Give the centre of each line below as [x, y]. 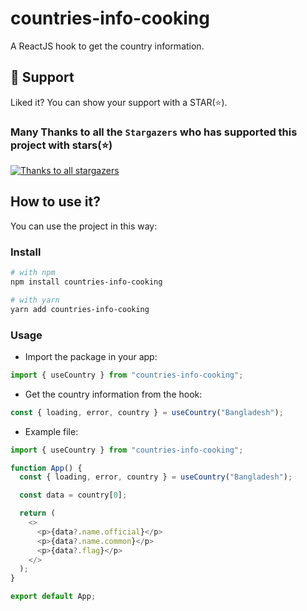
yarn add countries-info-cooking [80, 309]
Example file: [51, 431]
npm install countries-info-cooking [86, 282]
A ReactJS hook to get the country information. [107, 46]
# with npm [33, 273]
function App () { [46, 468]
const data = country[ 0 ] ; [73, 495]
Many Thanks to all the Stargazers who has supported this [154, 132]
